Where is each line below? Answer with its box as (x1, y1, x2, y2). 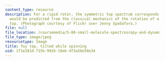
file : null (5, 26, 27, 30)
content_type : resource (5, 7, 54, 12)
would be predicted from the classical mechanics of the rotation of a (9, 16, 160, 21)
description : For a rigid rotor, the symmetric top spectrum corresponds (5, 12, 160, 17)
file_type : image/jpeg (5, 35, 52, 40)
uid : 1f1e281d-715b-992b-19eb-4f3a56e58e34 (5, 48, 96, 53)
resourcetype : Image (5, 39, 48, 44)
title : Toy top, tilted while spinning (5, 44, 87, 49)
